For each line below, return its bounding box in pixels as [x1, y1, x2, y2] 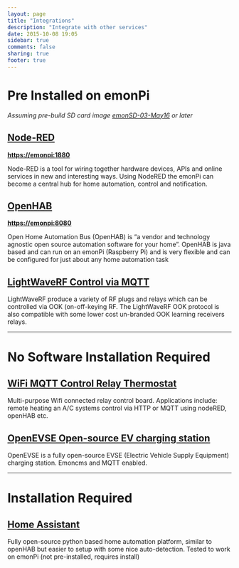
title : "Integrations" [7, 17, 75, 24]
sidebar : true [7, 37, 50, 44]
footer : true [7, 57, 46, 64]
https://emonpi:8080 [7, 219, 72, 228]
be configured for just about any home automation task [7, 256, 169, 264]
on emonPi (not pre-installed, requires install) [7, 552, 140, 561]
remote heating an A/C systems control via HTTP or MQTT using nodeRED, [7, 404, 227, 413]
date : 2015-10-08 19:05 [7, 30, 78, 38]
